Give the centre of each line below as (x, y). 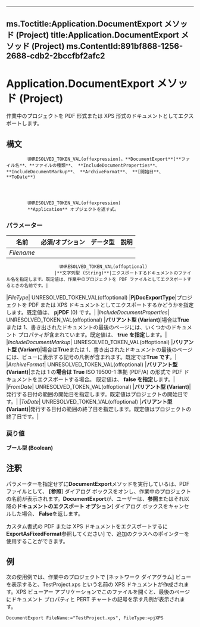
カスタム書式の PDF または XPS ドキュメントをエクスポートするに (87, 526)
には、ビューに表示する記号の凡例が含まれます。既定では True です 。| (91, 357)
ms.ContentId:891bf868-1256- (125, 46)
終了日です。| (23, 417)
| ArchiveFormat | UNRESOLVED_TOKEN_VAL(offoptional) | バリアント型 (92, 364)
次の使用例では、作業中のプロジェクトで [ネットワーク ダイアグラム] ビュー (99, 577)
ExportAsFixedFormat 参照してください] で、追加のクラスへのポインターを (98, 534)
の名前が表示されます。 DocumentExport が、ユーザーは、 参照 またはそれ (95, 498)
